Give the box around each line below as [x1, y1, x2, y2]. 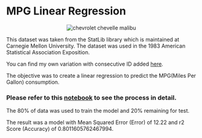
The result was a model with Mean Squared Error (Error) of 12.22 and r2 [6, 119, 185, 126]
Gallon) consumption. [6, 78, 60, 86]
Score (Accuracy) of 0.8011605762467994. [6, 125, 113, 133]
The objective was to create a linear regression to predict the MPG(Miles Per [6, 72, 197, 79]
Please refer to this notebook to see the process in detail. [6, 93, 177, 102]
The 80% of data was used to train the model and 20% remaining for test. [6, 107, 190, 114]
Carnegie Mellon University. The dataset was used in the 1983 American [6, 42, 186, 49]
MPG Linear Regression [6, 4, 127, 18]
